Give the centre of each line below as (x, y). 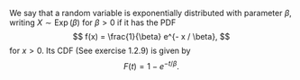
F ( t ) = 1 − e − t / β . (151, 65)
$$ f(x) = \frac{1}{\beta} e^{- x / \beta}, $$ (151, 36)
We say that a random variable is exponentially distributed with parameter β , (151, 13)
